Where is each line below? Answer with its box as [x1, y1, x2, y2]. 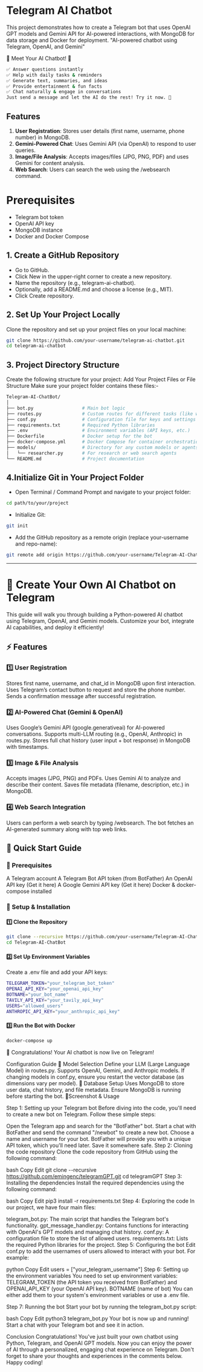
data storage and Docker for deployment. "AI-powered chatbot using [6, 36, 178, 44]
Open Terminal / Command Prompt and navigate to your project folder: [14, 488, 192, 496]
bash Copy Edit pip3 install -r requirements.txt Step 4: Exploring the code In [6, 1197, 195, 1204]
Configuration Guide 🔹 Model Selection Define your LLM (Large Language [6, 1060, 190, 1068]
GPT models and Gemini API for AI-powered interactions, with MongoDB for [6, 30, 195, 37]
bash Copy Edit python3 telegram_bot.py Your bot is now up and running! [6, 1315, 189, 1322]
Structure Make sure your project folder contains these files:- [6, 382, 159, 390]
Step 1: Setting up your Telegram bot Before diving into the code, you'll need [6, 1104, 196, 1111]
